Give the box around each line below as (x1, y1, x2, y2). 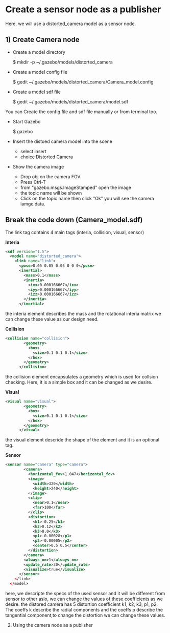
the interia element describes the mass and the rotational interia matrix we (5, 311, 162, 317)
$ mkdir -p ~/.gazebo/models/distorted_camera (12, 59, 113, 65)
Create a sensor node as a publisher (5, 4, 161, 15)
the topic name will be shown (20, 189, 82, 196)
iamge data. (20, 201, 45, 207)
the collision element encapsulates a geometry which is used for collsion (5, 374, 158, 380)
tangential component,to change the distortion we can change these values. (5, 612, 166, 618)
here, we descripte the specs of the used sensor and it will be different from (5, 590, 165, 597)
